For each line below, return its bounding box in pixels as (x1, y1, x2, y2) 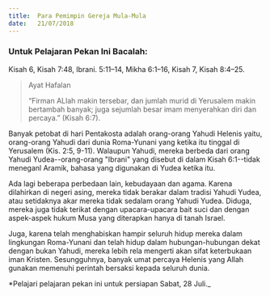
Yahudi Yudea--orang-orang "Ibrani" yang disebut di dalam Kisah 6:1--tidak (8, 154, 260, 164)
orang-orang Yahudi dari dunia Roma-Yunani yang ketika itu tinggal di (8, 137, 240, 146)
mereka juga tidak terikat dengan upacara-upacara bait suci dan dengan (8, 204, 250, 214)
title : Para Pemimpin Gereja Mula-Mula (8, 11, 147, 20)
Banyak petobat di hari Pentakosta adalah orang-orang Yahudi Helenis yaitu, (8, 129, 263, 138)
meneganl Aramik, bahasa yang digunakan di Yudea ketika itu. (8, 163, 216, 172)
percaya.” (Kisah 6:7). (27, 112, 101, 122)
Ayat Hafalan (27, 80, 71, 90)
